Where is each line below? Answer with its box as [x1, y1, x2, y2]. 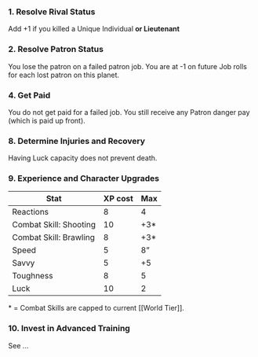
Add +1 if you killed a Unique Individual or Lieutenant [8, 24, 180, 34]
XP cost [103, 193, 133, 204]
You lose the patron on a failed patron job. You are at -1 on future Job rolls [8, 61, 247, 71]
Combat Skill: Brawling [12, 232, 96, 243]
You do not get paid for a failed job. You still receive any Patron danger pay [8, 107, 250, 116]
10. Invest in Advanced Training [8, 323, 131, 334]
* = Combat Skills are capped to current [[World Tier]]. [8, 304, 184, 313]
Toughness [12, 271, 53, 282]
